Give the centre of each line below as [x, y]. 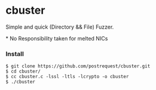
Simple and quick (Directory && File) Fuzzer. [60, 27]
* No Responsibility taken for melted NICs [57, 38]
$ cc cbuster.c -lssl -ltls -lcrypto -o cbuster [67, 77]
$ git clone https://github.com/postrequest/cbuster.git [78, 66]
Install [15, 54]
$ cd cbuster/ [23, 72]
